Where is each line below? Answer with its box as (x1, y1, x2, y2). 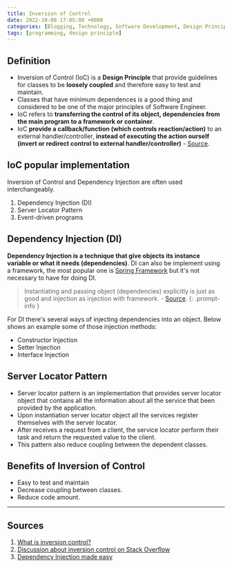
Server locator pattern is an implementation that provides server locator (17, 388, 222, 397)
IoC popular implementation (7, 160, 130, 171)
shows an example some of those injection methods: (7, 322, 157, 330)
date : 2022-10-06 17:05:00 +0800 (7, 17, 104, 23)
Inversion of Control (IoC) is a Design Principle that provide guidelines (17, 73, 217, 82)
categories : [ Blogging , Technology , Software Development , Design (7, 23, 202, 30)
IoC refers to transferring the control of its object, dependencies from (17, 110, 220, 118)
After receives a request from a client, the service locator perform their (17, 426, 220, 434)
